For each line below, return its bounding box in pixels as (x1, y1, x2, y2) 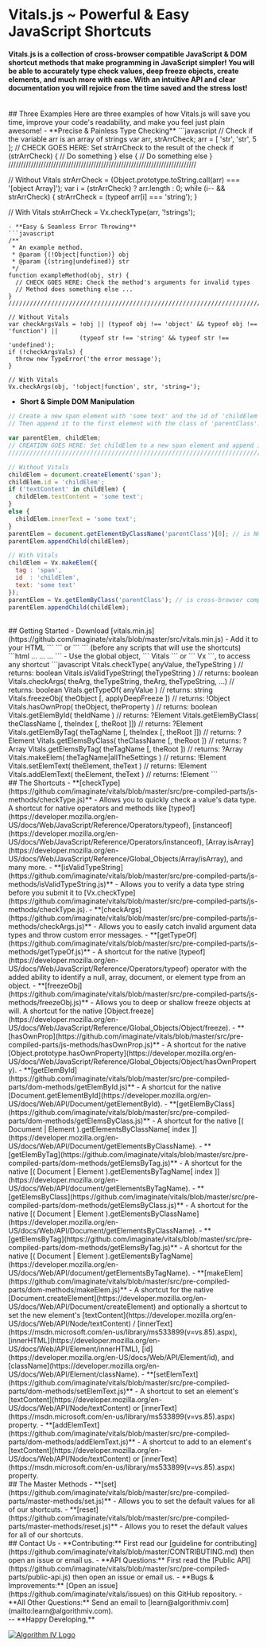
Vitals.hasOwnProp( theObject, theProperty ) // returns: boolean (8, 702, 218, 712)
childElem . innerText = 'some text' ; (15, 515, 137, 522)
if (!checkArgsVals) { (8, 348, 83, 356)
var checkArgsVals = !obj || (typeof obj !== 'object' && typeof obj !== (8, 320, 258, 328)
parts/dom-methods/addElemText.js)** (8, 1437, 136, 1447)
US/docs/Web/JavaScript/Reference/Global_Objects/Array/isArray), (8, 854, 229, 864)
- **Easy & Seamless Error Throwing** (8, 223, 137, 231)
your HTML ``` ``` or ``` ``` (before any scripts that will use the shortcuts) (8, 643, 242, 653)
